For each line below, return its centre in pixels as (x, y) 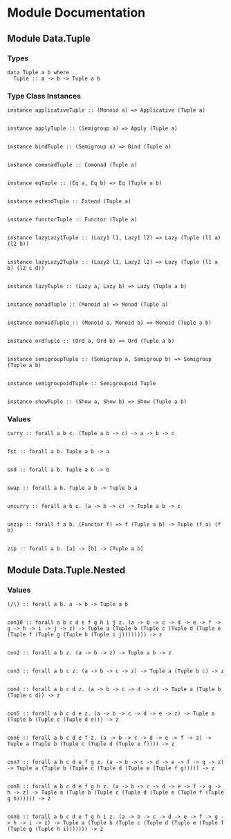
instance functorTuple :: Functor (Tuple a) (72, 220)
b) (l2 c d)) (26, 269)
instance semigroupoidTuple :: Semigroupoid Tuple (82, 384)
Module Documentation (76, 13)
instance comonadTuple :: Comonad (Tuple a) (72, 165)
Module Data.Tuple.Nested (66, 570)
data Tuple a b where (38, 72)
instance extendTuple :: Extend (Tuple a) (69, 202)
